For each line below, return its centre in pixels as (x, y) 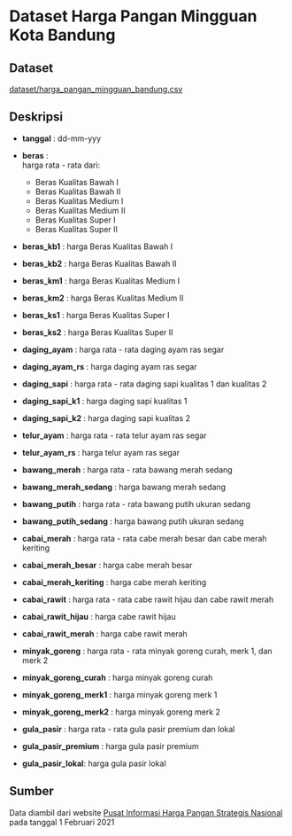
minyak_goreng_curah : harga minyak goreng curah (117, 677)
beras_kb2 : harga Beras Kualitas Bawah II (99, 263)
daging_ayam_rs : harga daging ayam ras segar (109, 366)
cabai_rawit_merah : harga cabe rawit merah (104, 633)
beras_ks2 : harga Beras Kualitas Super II (98, 332)
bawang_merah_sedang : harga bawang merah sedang (124, 487)
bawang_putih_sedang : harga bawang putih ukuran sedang (133, 521)
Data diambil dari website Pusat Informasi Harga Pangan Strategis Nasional (146, 812)
